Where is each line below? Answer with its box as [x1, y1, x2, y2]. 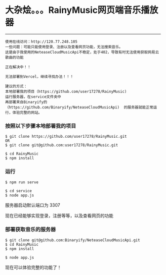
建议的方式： [5, 84, 28, 89]
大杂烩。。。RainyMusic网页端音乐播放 [5, 4, 159, 16]
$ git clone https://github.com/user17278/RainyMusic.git [5, 134, 127, 139]
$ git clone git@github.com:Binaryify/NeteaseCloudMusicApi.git [5, 237, 140, 243]
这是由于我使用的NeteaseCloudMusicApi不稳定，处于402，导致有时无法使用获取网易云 [5, 50, 159, 55]
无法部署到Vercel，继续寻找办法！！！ [5, 74, 74, 79]
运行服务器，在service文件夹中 [5, 94, 61, 99]
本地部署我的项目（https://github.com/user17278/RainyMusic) [5, 89, 127, 94]
